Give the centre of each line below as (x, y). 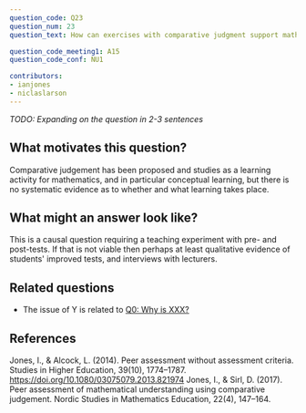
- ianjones (30, 85)
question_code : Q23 (46, 18)
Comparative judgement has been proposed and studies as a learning (140, 170)
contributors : (36, 77)
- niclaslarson (38, 93)
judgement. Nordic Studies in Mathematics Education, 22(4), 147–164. (140, 399)
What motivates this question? (98, 148)
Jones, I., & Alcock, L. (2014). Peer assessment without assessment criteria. (152, 360)
